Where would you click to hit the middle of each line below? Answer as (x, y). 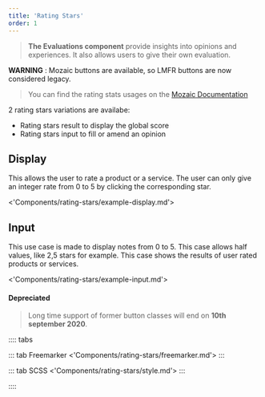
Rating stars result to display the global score (94, 125)
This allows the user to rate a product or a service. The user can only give (130, 178)
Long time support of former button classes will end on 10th (127, 316)
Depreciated (29, 298)
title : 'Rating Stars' (46, 16)
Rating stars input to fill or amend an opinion (93, 134)
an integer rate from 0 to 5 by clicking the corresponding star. (110, 187)
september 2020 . (58, 324)
